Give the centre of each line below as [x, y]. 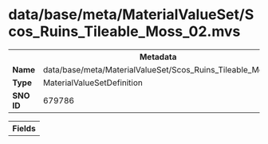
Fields [24, 128]
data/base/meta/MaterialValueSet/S [131, 15]
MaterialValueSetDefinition [93, 83]
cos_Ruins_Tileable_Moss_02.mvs [124, 31]
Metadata [158, 56]
